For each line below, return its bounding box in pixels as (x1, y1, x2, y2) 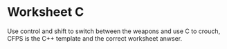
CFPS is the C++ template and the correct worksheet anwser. (7, 34, 183, 42)
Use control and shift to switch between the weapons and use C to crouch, (7, 27, 221, 35)
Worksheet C (7, 4, 84, 20)
